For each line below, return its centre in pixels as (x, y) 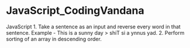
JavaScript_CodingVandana (75, 11)
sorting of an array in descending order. (54, 39)
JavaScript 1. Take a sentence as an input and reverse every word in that (94, 27)
